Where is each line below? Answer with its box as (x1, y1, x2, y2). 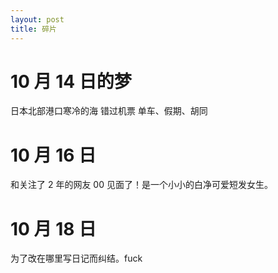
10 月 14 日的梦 (10, 70, 132, 93)
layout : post (10, 14, 65, 25)
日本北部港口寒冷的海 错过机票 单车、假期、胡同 (10, 105, 208, 117)
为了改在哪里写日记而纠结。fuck (10, 252, 143, 265)
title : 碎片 (10, 24, 57, 34)
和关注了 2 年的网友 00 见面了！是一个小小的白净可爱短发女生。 (10, 179, 273, 191)
